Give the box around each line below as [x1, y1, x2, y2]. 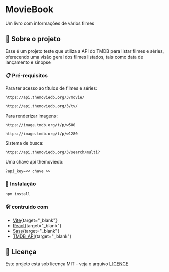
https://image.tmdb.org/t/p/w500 [5, 123, 76, 128]
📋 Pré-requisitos [5, 72, 48, 79]
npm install [5, 192, 30, 197]
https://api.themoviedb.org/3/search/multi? [5, 150, 100, 155]
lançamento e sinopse [5, 59, 51, 65]
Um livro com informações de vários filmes [5, 20, 95, 26]
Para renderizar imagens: [5, 113, 58, 119]
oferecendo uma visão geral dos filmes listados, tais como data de [5, 53, 144, 60]
